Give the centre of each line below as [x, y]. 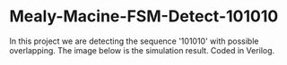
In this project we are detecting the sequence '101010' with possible [134, 41]
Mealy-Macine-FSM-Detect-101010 [144, 16]
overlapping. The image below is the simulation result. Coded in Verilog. [142, 50]
